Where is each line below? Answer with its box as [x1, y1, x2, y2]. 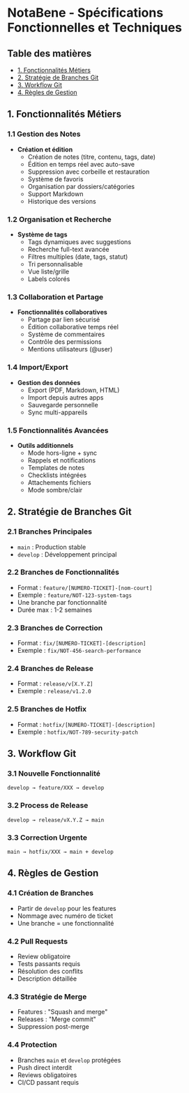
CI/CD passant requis [17, 1078, 79, 1086]
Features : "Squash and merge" [17, 1008, 108, 1016]
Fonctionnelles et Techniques [7, 20, 183, 36]
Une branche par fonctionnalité [17, 598, 107, 606]
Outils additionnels [17, 441, 74, 449]
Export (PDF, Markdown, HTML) [27, 386, 120, 394]
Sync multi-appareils [27, 408, 88, 416]
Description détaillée [17, 974, 77, 983]
